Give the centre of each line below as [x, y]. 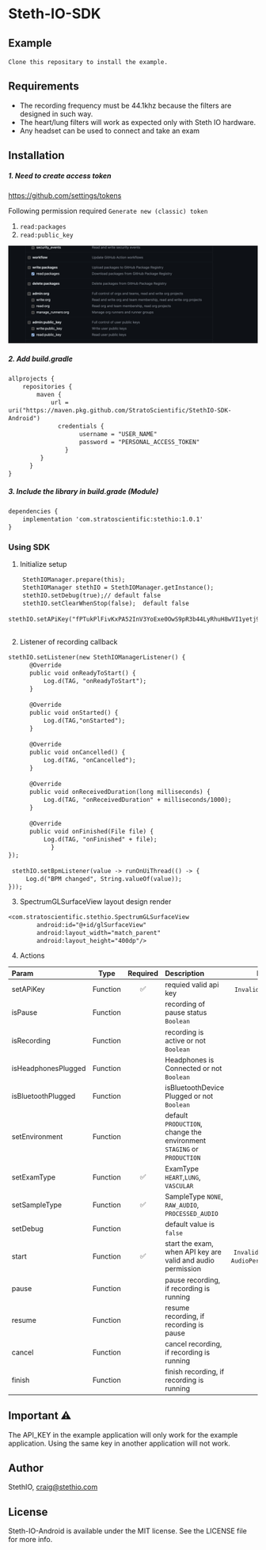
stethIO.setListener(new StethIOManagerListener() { [97, 658]
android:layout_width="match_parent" [99, 933]
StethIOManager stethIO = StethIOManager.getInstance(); [118, 588]
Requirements [44, 87]
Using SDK [29, 547]
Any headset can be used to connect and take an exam [110, 131]
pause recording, [193, 1280]
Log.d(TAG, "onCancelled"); [89, 761]
